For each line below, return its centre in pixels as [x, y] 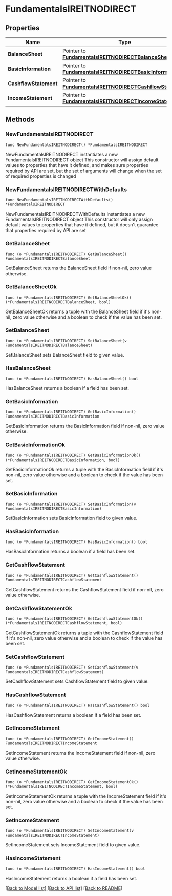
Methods [20, 120]
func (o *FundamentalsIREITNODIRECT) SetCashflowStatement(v [72, 668]
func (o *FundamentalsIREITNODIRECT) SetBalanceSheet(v [66, 341]
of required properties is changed [41, 176]
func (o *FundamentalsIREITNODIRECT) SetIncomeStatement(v [70, 831]
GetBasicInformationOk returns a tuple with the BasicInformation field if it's [84, 469]
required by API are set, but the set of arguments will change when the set [84, 171]
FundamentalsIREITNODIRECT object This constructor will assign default [82, 160]
